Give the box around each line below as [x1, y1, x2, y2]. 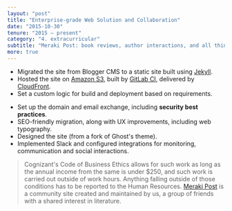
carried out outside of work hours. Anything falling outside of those [23, 174, 215, 183]
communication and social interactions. [17, 146, 129, 155]
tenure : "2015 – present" [7, 29, 81, 37]
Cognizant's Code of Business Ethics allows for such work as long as [23, 160, 221, 168]
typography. [17, 125, 52, 133]
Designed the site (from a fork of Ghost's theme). [17, 132, 157, 140]
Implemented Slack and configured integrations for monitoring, [17, 139, 197, 148]
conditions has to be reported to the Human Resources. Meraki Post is [23, 182, 224, 190]
